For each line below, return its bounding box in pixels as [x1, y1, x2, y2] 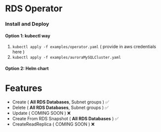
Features [5, 83, 42, 94]
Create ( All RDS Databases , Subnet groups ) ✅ [12, 99, 110, 105]
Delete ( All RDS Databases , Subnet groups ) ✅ [12, 104, 109, 110]
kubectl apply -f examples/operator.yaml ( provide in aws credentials [12, 44, 157, 50]
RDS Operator [5, 3, 63, 14]
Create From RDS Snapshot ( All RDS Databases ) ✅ [12, 115, 119, 121]
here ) [12, 49, 25, 55]
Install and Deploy [5, 21, 49, 28]
